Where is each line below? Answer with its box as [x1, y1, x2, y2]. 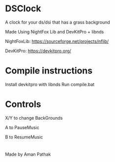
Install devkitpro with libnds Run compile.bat [5, 81, 95, 87]
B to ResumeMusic [5, 134, 43, 140]
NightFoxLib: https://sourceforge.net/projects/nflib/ [5, 38, 109, 44]
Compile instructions [5, 65, 92, 76]
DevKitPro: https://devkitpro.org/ [5, 48, 71, 54]
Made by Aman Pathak [5, 151, 51, 157]
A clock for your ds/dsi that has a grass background [5, 19, 111, 25]
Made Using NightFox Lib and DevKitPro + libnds [5, 29, 104, 34]
